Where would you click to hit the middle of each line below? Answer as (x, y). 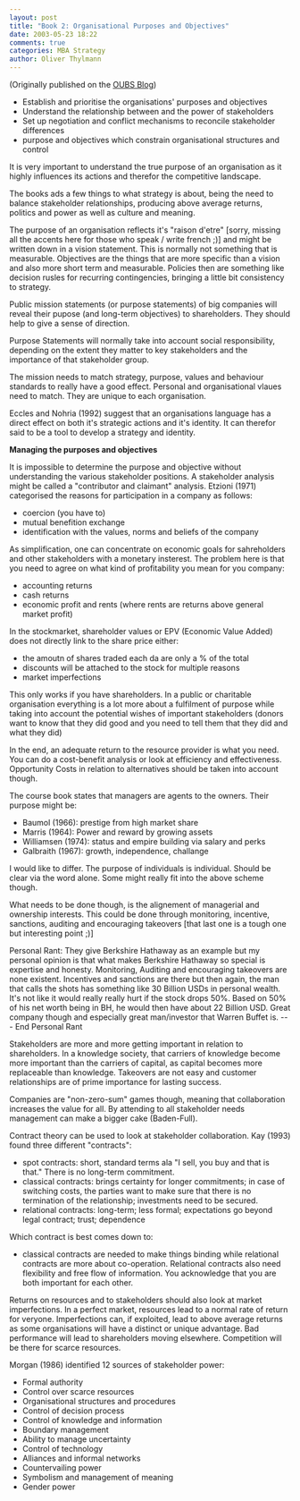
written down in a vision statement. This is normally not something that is (143, 249)
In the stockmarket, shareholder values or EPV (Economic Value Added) (142, 631)
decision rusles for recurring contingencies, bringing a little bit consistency (147, 277)
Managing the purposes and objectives (83, 449)
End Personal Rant (49, 1026)
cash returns (46, 595)
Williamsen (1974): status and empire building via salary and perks (144, 841)
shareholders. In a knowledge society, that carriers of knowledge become (145, 1053)
